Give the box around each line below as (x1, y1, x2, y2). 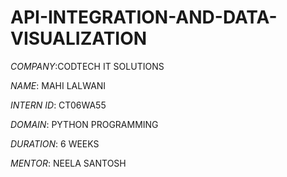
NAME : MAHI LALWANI (10, 79, 107, 91)
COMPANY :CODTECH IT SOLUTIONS (10, 60, 165, 72)
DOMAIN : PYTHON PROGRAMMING (10, 118, 159, 130)
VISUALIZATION (10, 27, 148, 50)
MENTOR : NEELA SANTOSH (10, 157, 127, 169)
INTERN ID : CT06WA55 (10, 99, 107, 111)
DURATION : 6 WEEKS (10, 137, 100, 150)
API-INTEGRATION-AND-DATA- (10, 6, 278, 29)
